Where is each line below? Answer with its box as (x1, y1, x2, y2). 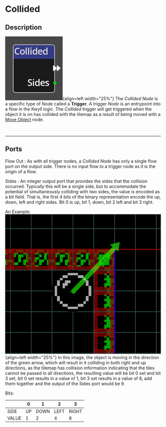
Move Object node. (5, 117, 44, 122)
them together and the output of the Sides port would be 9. (5, 381, 125, 387)
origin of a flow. (5, 169, 37, 175)
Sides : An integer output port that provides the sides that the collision (5, 178, 148, 184)
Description (5, 23, 42, 32)
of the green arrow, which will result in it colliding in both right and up (5, 359, 146, 365)
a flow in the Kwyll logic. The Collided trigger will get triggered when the (5, 106, 152, 112)
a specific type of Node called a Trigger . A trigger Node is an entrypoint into (5, 101, 161, 107)
